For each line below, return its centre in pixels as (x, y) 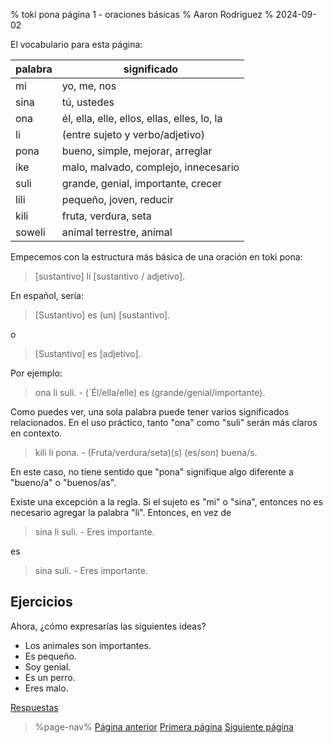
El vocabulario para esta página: (76, 44)
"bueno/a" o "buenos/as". (63, 482)
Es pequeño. (50, 656)
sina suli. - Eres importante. (91, 570)
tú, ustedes (88, 102)
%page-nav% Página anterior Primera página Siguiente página (164, 726)
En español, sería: (47, 295)
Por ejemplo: (36, 373)
